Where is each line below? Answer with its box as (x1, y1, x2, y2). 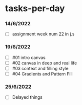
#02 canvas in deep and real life (12, 60, 77, 66)
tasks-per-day (5, 3, 65, 14)
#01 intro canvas (12, 54, 45, 60)
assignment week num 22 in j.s (12, 31, 75, 37)
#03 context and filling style (12, 65, 69, 71)
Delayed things (12, 94, 42, 100)
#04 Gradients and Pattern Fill (12, 71, 73, 77)
